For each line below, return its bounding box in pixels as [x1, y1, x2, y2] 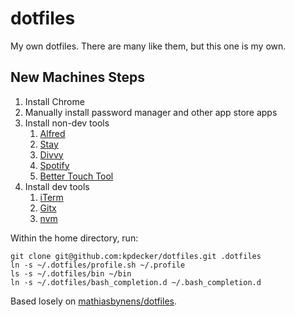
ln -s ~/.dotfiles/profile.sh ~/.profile [10, 260, 186, 270]
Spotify [39, 159, 70, 171]
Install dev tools [24, 180, 90, 192]
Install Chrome [24, 95, 85, 107]
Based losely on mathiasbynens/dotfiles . [10, 295, 177, 307]
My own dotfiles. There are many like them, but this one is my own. [10, 40, 287, 52]
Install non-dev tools [24, 117, 110, 129]
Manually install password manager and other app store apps [24, 106, 278, 118]
